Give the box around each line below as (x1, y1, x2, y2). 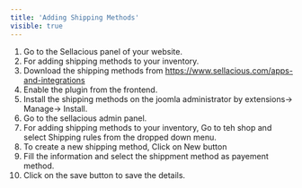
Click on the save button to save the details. (22, 169, 186, 180)
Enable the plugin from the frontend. (22, 84, 158, 95)
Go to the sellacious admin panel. (22, 113, 147, 124)
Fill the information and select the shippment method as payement (22, 150, 269, 161)
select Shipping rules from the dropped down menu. (22, 132, 217, 142)
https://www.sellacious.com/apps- (164, 64, 293, 76)
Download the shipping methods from (22, 64, 164, 76)
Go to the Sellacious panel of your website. (22, 46, 183, 56)
